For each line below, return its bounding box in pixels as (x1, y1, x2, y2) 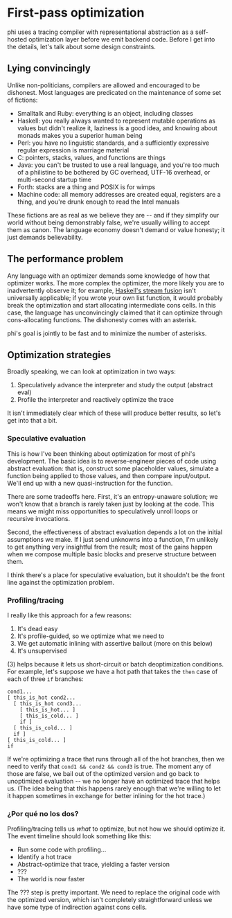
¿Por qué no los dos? (7, 809, 79, 818)
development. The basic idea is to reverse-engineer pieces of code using (7, 457, 217, 465)
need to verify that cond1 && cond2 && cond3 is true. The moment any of (7, 762, 211, 770)
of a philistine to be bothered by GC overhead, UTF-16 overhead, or (17, 168, 211, 176)
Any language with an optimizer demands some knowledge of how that (7, 272, 210, 280)
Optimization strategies (7, 348, 111, 361)
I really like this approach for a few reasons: (7, 611, 132, 619)
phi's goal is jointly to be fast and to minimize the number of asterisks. (7, 329, 207, 337)
